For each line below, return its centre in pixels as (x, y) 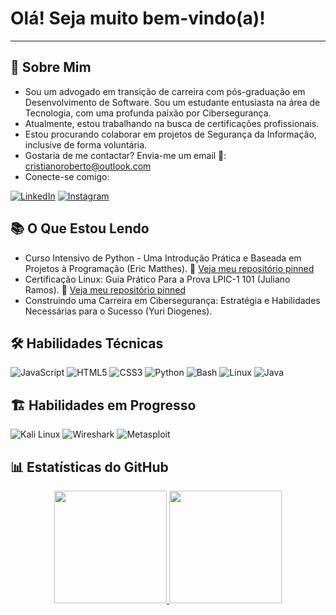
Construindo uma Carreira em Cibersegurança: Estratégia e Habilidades (172, 300)
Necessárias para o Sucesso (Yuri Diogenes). (118, 311)
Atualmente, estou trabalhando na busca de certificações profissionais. (172, 123)
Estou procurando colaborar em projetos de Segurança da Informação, (170, 134)
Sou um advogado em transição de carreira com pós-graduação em (165, 91)
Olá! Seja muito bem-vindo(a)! (138, 18)
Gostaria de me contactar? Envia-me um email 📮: (125, 155)
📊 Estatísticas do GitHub (89, 467)
